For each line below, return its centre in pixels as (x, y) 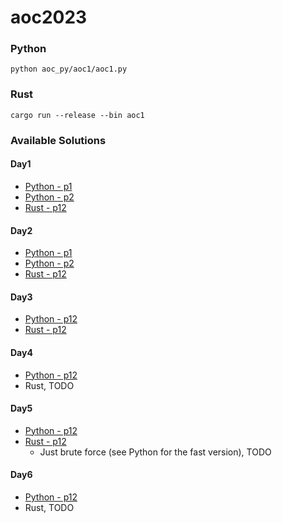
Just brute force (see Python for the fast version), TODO (155, 452)
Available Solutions (58, 140)
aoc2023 (49, 17)
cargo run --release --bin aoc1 (77, 115)
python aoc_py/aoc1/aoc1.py (69, 69)
